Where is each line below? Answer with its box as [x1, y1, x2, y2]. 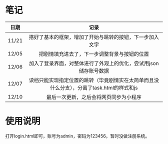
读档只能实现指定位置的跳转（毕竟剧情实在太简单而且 [28, 76, 154, 83]
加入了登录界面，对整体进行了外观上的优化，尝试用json [28, 59, 159, 66]
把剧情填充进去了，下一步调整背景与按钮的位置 [38, 50, 149, 57]
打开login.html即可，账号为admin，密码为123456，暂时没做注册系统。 [5, 133, 150, 139]
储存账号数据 [78, 67, 109, 74]
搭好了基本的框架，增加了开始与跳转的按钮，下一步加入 [28, 33, 159, 40]
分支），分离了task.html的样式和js [59, 84, 138, 91]
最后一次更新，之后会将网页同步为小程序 [46, 93, 141, 100]
